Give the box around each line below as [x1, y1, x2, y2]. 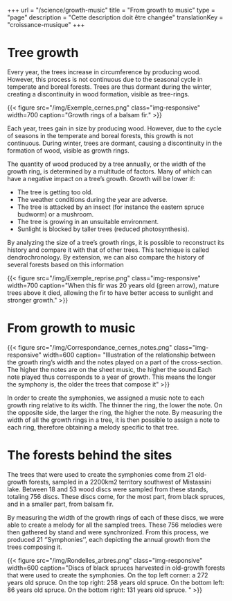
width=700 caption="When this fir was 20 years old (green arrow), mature [7, 281, 220, 289]
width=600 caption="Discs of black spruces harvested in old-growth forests [7, 564, 226, 572]
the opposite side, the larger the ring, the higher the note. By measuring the [7, 408, 223, 416]
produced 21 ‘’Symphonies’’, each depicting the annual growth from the [7, 535, 211, 543]
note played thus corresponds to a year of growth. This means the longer [7, 373, 216, 381]
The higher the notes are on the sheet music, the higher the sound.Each [7, 365, 213, 373]
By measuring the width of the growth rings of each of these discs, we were [7, 513, 224, 521]
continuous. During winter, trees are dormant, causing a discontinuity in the [7, 139, 222, 147]
